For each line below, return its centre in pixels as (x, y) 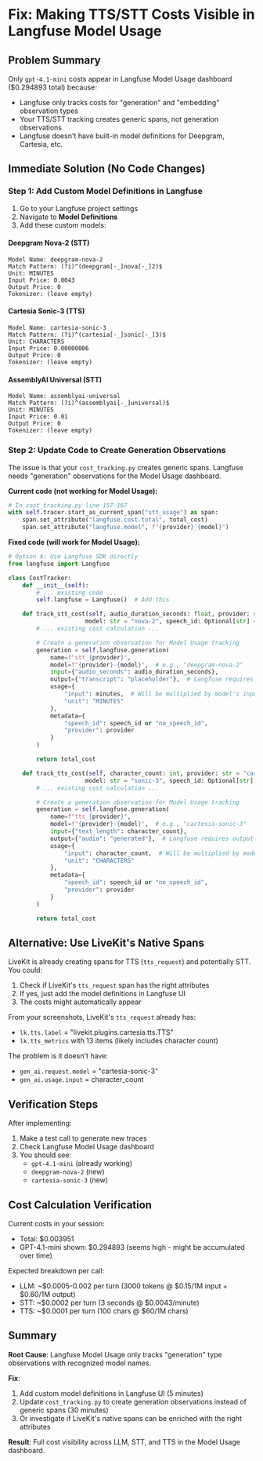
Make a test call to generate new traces (83, 1138)
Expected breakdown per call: (56, 1271)
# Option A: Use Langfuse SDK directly (73, 557)
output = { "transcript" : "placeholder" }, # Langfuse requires (152, 679)
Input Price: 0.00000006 (49, 349)
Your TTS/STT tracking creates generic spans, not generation (119, 119)
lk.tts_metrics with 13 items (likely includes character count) (119, 1041)
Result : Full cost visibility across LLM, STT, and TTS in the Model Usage (124, 1441)
